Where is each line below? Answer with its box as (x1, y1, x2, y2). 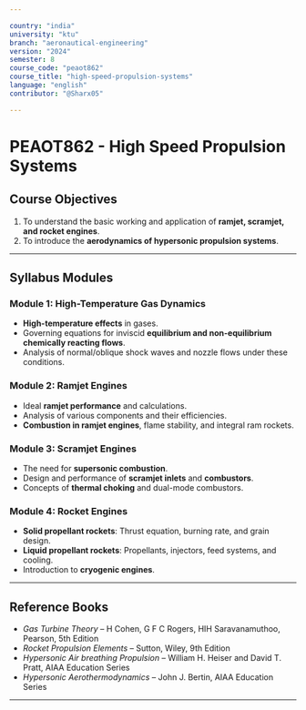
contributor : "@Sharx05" (9, 88, 104, 98)
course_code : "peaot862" (9, 64, 104, 73)
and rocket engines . (22, 225, 100, 237)
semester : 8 (9, 56, 55, 65)
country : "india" (9, 21, 76, 30)
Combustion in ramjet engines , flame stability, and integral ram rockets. (22, 420, 294, 431)
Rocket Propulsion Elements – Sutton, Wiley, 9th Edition (22, 643, 230, 654)
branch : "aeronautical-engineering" (9, 38, 148, 47)
